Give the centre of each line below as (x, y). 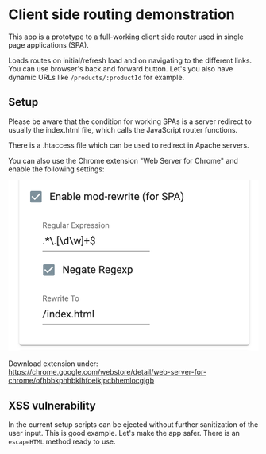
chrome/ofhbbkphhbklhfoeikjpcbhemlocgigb (81, 381)
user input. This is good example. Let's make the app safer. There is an (124, 433)
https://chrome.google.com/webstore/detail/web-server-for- (108, 372)
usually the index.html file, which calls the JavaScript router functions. (123, 129)
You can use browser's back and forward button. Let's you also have (121, 68)
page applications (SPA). (48, 44)
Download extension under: (53, 364)
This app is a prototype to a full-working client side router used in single (126, 37)
